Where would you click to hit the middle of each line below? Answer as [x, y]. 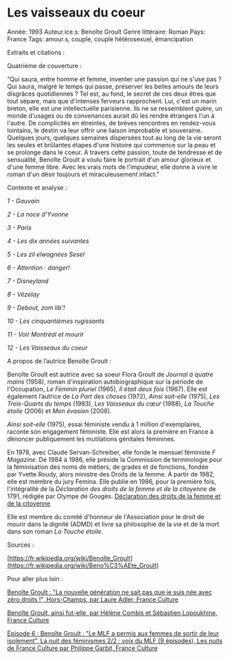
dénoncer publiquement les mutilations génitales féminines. [91, 439]
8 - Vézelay [23, 294]
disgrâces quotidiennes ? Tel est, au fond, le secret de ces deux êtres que [112, 94]
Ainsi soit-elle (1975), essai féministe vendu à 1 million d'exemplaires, [104, 424]
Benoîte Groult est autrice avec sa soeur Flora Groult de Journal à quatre [110, 374]
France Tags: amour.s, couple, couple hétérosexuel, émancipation [100, 39]
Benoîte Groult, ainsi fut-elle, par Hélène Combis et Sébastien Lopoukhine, [112, 613]
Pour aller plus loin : [35, 578]
